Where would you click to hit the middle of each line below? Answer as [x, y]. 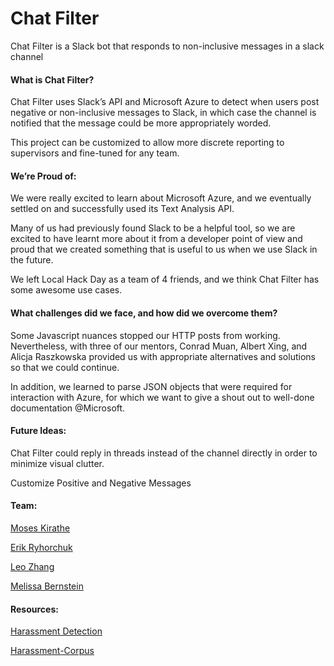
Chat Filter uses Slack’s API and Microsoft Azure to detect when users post [165, 102]
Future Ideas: [38, 431]
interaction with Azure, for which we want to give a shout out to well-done [162, 397]
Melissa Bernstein [47, 586]
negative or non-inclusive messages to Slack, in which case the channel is [163, 113]
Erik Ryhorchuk [41, 547]
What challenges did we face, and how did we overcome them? [144, 313]
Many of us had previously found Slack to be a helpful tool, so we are [153, 228]
